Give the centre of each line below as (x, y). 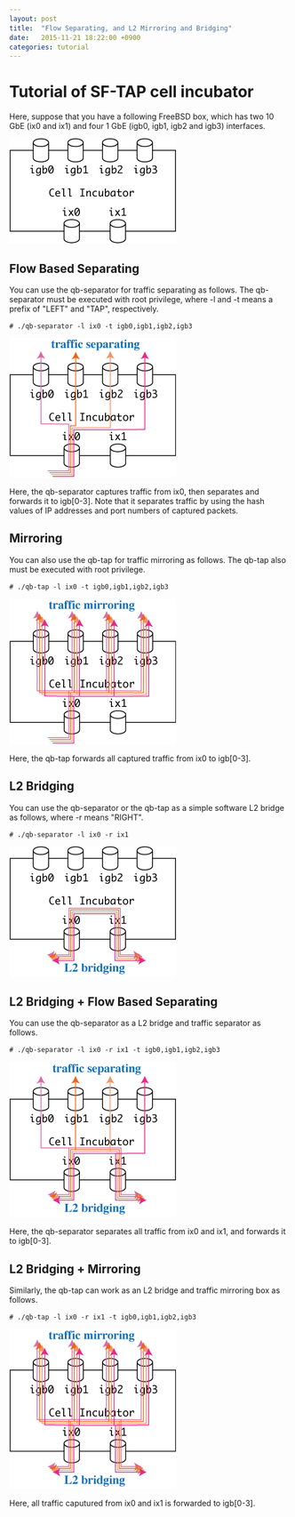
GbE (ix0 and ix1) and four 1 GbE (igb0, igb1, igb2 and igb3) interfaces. (137, 126)
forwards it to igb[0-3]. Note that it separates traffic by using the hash (137, 501)
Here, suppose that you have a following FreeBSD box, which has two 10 (142, 116)
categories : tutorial (49, 47)
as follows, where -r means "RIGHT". (76, 817)
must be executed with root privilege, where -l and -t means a (160, 299)
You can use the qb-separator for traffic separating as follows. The (132, 290)
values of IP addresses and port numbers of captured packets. (124, 510)
